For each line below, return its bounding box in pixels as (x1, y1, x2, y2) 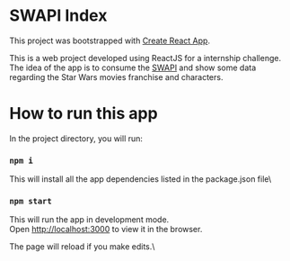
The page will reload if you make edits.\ (9, 241, 155, 252)
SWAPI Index (9, 5, 108, 26)
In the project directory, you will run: (9, 132, 144, 144)
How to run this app (9, 103, 159, 124)
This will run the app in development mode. (9, 214, 170, 225)
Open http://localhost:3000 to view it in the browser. (9, 224, 203, 235)
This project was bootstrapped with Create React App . (9, 35, 211, 46)
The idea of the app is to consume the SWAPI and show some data (9, 62, 257, 73)
